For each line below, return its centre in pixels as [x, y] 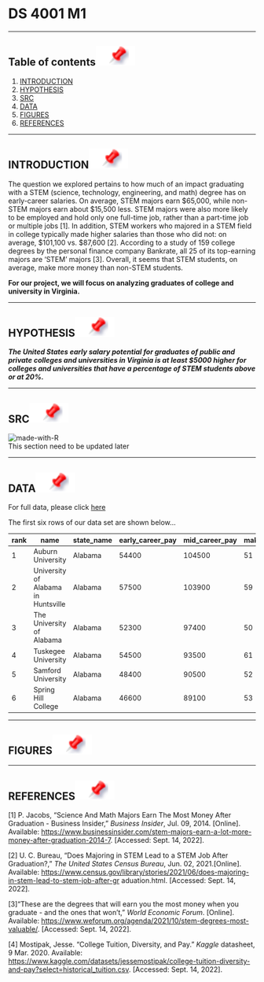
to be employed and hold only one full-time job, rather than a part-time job [128, 217]
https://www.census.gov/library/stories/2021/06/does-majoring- [145, 872]
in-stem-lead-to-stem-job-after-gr [64, 880]
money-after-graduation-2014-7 [60, 840]
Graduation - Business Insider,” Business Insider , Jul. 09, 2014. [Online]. [125, 824]
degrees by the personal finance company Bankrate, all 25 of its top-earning [132, 251]
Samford [47, 670]
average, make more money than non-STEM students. [95, 268]
